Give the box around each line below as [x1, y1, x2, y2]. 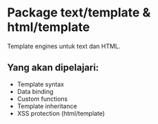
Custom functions [16, 95, 68, 103]
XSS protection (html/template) [16, 109, 105, 117]
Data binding [16, 87, 54, 95]
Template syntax [16, 80, 65, 88]
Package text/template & [7, 5, 151, 21]
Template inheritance [16, 101, 78, 110]
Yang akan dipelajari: [7, 62, 100, 73]
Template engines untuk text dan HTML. [7, 42, 121, 50]
